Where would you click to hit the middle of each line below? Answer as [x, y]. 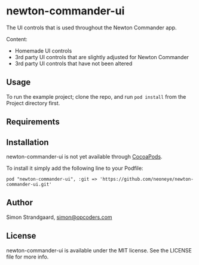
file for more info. [27, 257]
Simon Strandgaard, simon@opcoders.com [59, 217]
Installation [27, 142]
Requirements [33, 122]
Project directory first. [33, 103]
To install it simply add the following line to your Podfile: [75, 168]
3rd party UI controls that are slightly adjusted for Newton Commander [102, 57]
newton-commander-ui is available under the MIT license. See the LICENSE [99, 250]
